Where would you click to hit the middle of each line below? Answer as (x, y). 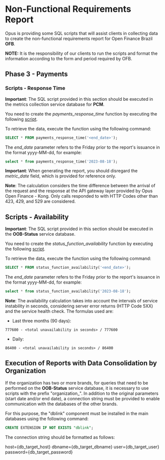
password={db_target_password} (39, 452)
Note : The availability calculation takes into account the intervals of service (82, 300)
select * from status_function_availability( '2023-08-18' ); (68, 292)
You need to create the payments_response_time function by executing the (81, 114)
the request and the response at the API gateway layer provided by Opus (79, 191)
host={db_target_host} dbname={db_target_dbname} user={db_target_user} (82, 447)
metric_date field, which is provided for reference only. (61, 176)
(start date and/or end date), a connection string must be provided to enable (82, 398)
